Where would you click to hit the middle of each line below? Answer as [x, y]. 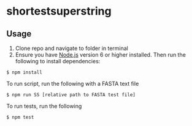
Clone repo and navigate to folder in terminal [72, 48]
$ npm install [25, 72]
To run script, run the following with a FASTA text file [73, 84]
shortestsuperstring [59, 11]
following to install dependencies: [58, 61]
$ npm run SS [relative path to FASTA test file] [71, 95]
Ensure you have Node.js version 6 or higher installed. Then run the [100, 55]
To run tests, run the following [44, 106]
